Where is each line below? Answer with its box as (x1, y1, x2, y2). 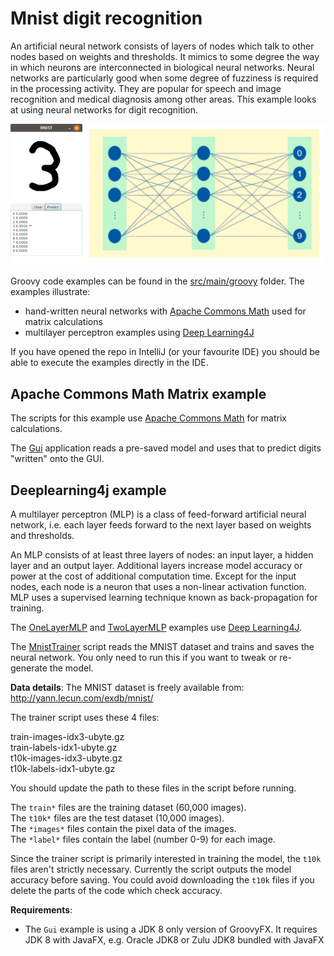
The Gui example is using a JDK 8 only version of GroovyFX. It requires (24, 923, 318, 936)
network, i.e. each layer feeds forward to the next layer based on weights (10, 519, 312, 531)
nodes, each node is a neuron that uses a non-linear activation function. (10, 581, 307, 593)
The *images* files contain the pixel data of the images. (10, 823, 237, 835)
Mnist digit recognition (10, 7, 203, 30)
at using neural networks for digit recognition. (10, 103, 199, 116)
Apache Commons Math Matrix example (10, 385, 267, 402)
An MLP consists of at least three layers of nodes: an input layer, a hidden (10, 549, 314, 561)
